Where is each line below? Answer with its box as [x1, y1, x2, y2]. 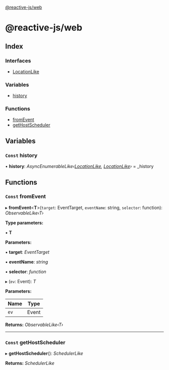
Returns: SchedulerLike [5, 360, 55, 366]
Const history [5, 151, 38, 158]
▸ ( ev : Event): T [5, 278, 36, 284]
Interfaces [5, 57, 31, 64]
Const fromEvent [5, 193, 46, 200]
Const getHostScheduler [5, 339, 65, 346]
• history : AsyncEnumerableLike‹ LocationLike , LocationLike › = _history [5, 164, 154, 170]
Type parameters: [5, 220, 44, 226]
